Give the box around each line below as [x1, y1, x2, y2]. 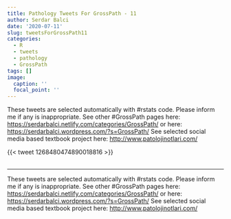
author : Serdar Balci [7, 16, 69, 23]
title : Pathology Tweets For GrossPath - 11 [7, 10, 137, 17]
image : [7, 73, 26, 81]
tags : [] [7, 67, 32, 74]
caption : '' [13, 80, 48, 87]
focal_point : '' [13, 87, 60, 93]
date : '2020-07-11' [7, 23, 63, 30]
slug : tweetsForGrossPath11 [7, 29, 88, 36]
